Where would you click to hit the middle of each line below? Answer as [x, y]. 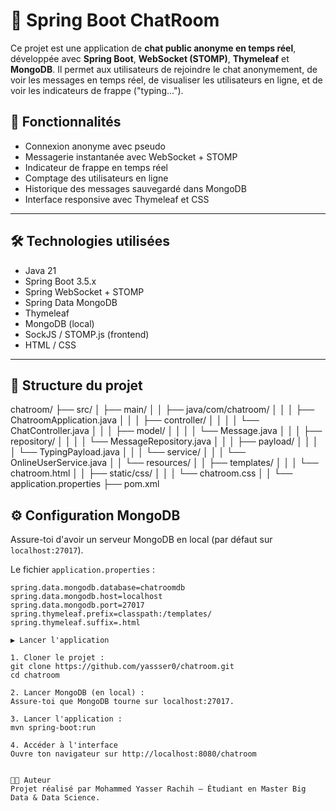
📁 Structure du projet [76, 385]
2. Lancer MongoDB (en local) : [77, 693]
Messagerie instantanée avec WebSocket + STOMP [131, 156]
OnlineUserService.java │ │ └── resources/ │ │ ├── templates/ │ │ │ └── [164, 463]
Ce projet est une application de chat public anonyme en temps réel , [153, 48]
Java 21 [40, 270]
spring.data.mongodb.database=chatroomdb [98, 588]
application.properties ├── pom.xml [85, 484]
